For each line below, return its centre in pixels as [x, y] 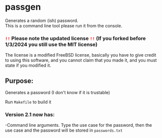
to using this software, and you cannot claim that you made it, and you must [81, 60]
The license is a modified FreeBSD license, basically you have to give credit [81, 55]
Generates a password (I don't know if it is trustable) [58, 93]
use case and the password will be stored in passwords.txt [64, 130]
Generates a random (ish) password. [42, 20]
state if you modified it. [28, 65]
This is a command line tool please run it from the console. [64, 25]
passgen [23, 7]
